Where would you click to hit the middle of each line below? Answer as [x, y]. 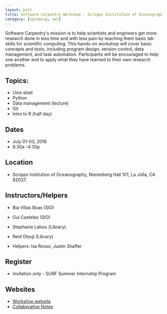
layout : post [19, 10]
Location [19, 162]
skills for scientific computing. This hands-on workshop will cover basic [79, 44]
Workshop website [32, 302]
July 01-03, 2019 [30, 142]
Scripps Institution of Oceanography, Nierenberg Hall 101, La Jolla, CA [84, 174]
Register [19, 262]
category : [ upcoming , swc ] [33, 19]
